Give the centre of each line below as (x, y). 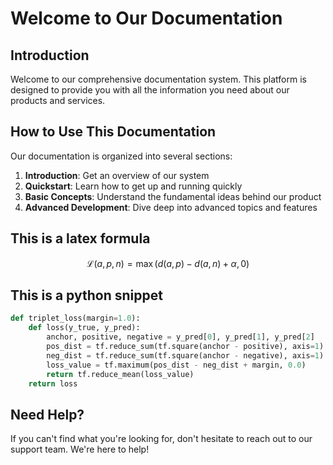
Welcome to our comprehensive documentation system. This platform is (158, 79)
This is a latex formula (80, 238)
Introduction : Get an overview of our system (117, 175)
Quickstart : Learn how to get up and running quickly (133, 186)
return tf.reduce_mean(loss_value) (120, 374)
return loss (53, 383)
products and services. (58, 100)
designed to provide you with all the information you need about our (150, 90)
